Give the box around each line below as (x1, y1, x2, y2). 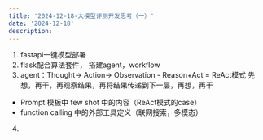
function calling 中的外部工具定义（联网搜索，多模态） (20, 108, 204, 117)
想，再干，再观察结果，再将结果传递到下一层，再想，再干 (20, 80, 213, 90)
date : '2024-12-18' (8, 19, 75, 28)
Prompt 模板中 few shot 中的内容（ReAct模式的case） (20, 98, 202, 108)
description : (8, 27, 53, 35)
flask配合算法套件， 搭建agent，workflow (20, 60, 160, 70)
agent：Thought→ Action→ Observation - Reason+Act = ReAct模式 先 (20, 70, 256, 80)
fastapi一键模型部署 (20, 50, 87, 60)
